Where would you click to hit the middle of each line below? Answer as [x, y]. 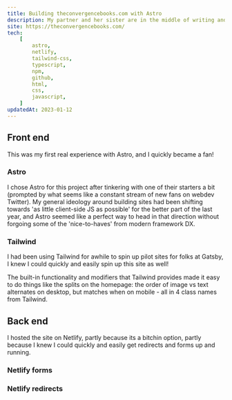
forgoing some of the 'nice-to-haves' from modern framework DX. [101, 223]
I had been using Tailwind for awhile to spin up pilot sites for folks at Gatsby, [115, 257]
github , [43, 78]
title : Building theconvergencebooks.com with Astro [85, 13]
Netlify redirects [35, 388]
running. [19, 352]
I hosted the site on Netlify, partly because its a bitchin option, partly [104, 337]
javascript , [49, 97]
